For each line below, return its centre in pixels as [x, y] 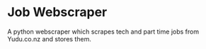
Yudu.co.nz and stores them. [50, 38]
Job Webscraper [57, 12]
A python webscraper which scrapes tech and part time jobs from [103, 31]
